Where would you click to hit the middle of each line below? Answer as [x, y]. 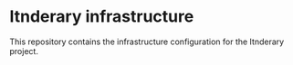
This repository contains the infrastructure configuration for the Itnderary [147, 42]
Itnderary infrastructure [102, 17]
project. [24, 51]
